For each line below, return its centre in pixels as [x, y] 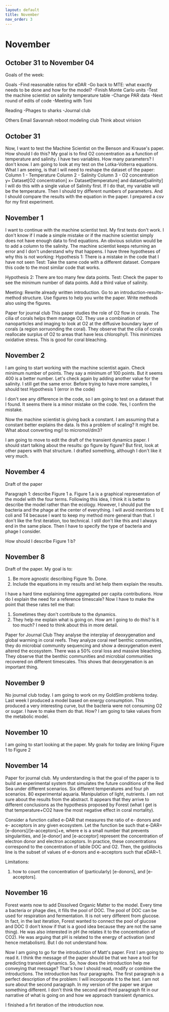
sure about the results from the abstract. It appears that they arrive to [77, 799]
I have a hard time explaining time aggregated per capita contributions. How [84, 594]
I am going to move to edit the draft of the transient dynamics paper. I [77, 440]
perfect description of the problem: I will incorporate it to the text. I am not [82, 979]
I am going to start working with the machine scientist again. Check [75, 368]
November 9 [25, 683]
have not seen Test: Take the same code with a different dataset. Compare [83, 262]
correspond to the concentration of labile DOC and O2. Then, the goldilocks [84, 847]
